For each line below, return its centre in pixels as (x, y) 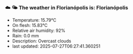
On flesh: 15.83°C (30, 26)
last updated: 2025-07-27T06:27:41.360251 (56, 46)
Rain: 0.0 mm (26, 36)
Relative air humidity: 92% (39, 30)
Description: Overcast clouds (41, 41)
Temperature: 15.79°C (34, 20)
